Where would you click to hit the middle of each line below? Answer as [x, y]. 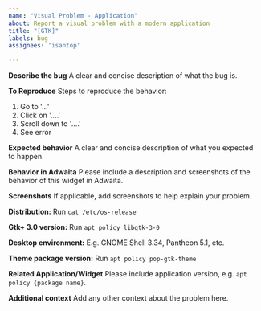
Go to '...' [35, 107]
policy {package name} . [47, 283]
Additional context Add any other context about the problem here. [118, 298]
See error [36, 133]
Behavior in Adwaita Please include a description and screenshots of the [129, 172]
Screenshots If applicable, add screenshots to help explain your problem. [130, 196]
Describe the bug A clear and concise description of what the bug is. [123, 76]
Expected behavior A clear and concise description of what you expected [131, 148]
